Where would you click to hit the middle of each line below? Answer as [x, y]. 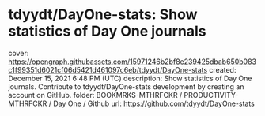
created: [223, 69]
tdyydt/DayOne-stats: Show [103, 15]
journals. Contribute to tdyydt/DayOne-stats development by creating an [126, 86]
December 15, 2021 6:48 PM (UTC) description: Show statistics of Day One [130, 78]
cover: [19, 53]
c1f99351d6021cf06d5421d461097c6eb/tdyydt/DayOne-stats [108, 69]
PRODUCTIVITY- [211, 95]
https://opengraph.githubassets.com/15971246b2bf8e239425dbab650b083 [132, 62]
